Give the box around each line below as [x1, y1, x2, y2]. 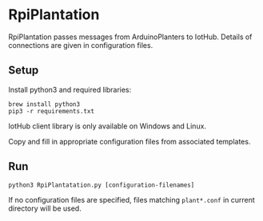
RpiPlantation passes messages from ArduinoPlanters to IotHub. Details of [8, 32, 253, 41]
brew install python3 [8, 100, 81, 109]
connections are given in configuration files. [8, 40, 153, 49]
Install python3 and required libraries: [8, 85, 132, 94]
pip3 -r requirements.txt [8, 107, 94, 115]
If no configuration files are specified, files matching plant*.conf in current [8, 195, 256, 204]
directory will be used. [8, 203, 82, 213]
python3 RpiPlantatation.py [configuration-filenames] [8, 181, 195, 189]
